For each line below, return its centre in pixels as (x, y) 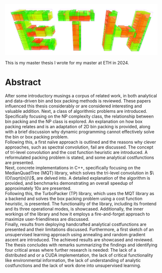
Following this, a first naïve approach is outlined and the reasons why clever (81, 142)
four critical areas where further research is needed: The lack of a (71, 250)
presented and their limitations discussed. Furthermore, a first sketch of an (79, 229)
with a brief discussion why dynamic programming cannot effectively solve (80, 132)
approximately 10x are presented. (38, 188)
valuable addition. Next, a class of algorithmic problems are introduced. (76, 111)
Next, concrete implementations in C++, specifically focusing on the (73, 167)
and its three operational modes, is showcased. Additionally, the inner (74, 209)
